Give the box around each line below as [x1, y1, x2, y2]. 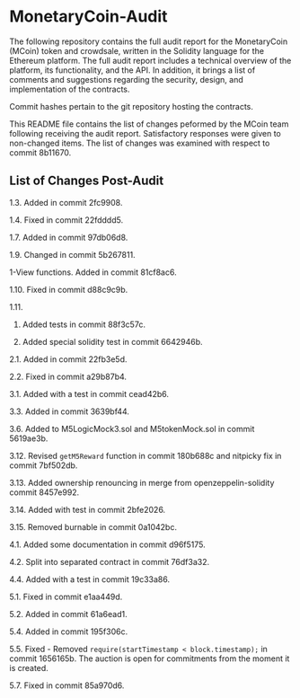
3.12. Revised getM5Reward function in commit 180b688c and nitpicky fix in [9, 450, 282, 461]
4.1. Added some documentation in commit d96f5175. [9, 539, 207, 550]
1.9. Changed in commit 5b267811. [9, 249, 137, 260]
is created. [9, 662, 49, 673]
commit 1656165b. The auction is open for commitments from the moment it [9, 653, 290, 664]
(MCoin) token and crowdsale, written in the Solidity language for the [9, 45, 265, 56]
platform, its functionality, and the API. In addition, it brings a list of [9, 65, 256, 75]
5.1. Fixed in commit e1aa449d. [9, 591, 123, 602]
